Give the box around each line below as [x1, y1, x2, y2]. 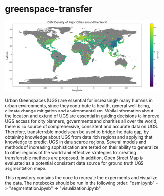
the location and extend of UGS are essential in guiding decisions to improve [5, 113, 160, 119]
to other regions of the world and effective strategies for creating [5, 149, 136, 155]
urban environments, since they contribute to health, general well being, [5, 102, 150, 109]
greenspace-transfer [5, 3, 93, 15]
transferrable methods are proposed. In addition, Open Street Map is [5, 155, 143, 161]
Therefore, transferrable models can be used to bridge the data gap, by [5, 129, 149, 135]
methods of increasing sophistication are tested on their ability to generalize [5, 144, 159, 150]
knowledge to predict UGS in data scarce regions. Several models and [5, 139, 147, 145]
